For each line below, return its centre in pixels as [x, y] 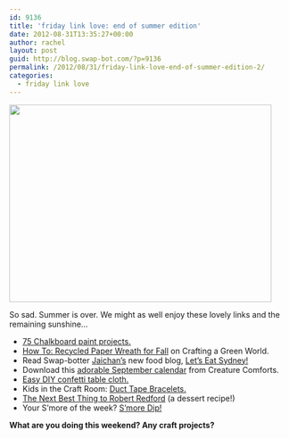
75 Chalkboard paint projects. [76, 341]
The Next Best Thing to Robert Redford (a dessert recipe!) [128, 398]
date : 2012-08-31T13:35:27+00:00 [71, 34]
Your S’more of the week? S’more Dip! [92, 408]
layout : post [33, 51]
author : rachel [37, 42]
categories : [31, 76]
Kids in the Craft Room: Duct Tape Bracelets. [104, 388]
